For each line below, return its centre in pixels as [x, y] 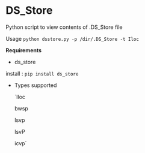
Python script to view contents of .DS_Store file [64, 27]
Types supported [35, 85]
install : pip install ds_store [42, 73]
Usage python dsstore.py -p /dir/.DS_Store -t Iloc [72, 38]
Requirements [24, 50]
